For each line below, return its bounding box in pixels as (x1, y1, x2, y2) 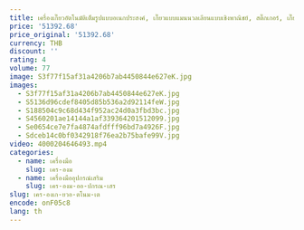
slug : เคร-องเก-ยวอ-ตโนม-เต (9, 190, 100, 199)
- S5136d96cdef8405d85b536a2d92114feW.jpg (17, 97, 180, 107)
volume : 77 (9, 64, 51, 73)
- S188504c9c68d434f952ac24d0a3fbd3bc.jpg (17, 106, 180, 115)
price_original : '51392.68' (9, 30, 116, 39)
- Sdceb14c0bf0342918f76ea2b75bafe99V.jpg (17, 131, 180, 140)
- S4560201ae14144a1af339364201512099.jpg (17, 114, 180, 123)
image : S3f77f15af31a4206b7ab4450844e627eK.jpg (9, 72, 193, 81)
